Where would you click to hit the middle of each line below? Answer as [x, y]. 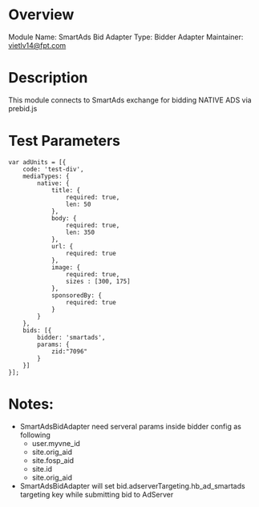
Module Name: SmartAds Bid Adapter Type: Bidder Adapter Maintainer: [126, 37]
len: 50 [78, 204]
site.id [42, 469]
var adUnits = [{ [37, 162]
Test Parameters [65, 141]
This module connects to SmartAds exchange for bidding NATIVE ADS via [130, 100]
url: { [62, 246]
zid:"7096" [69, 351]
